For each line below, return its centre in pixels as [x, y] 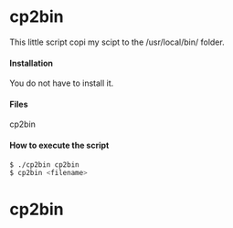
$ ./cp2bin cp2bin [44, 165]
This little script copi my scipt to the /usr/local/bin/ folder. [117, 42]
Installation [31, 63]
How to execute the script [59, 145]
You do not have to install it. [62, 83]
